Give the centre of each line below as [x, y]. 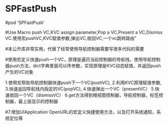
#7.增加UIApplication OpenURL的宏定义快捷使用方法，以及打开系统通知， [81, 112]
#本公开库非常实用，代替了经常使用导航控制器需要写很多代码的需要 [75, 48]
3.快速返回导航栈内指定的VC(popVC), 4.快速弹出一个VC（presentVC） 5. [80, 88]
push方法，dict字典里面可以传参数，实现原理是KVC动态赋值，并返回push [85, 65]
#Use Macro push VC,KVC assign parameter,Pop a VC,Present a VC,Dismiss [84, 32]
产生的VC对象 [19, 72]
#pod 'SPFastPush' [25, 22]
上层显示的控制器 [40, 101]
